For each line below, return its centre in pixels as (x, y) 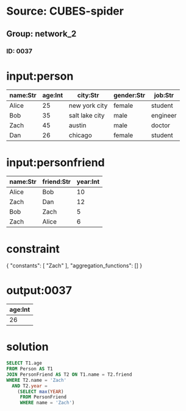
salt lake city (87, 116)
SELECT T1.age (24, 364)
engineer (164, 116)
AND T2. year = (30, 386)
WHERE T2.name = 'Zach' (37, 380)
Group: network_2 (41, 34)
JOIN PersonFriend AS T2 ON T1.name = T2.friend (69, 374)
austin (78, 125)
